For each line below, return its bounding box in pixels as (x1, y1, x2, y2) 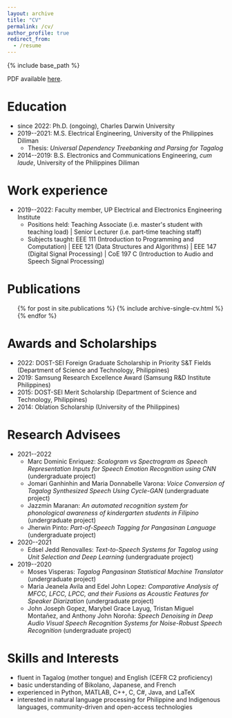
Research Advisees (7, 427, 121, 443)
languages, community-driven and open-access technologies (17, 703, 193, 711)
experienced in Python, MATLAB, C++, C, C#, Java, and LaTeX (17, 688, 195, 696)
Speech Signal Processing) (27, 257, 105, 265)
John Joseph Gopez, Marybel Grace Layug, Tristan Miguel (27, 604, 194, 612)
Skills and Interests (7, 650, 119, 666)
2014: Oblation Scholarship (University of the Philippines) (17, 403, 180, 411)
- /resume (13, 42, 41, 49)
